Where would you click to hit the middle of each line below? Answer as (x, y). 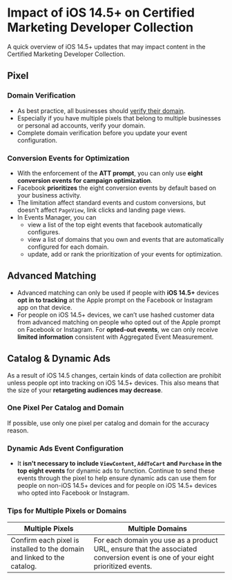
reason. (18, 430)
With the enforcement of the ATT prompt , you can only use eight (110, 173)
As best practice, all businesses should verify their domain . (101, 111)
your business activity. (49, 195)
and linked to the (38, 558)
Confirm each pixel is (45, 541)
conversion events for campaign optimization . (85, 180)
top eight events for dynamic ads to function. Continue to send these (116, 471)
